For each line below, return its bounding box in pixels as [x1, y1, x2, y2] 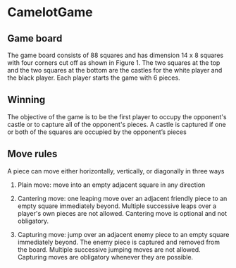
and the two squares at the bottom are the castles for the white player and [7, 66, 223, 74]
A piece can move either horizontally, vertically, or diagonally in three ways [7, 166, 225, 175]
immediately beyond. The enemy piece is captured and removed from [17, 238, 221, 246]
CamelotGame [7, 4, 93, 20]
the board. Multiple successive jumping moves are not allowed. [17, 245, 201, 254]
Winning [7, 94, 46, 106]
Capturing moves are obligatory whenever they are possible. [17, 252, 194, 261]
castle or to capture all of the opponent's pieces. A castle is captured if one [7, 120, 227, 128]
